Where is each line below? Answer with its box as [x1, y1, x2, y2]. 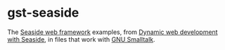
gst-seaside [7, 5, 79, 21]
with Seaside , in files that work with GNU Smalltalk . [7, 35, 156, 43]
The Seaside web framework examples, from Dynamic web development [7, 28, 218, 36]
